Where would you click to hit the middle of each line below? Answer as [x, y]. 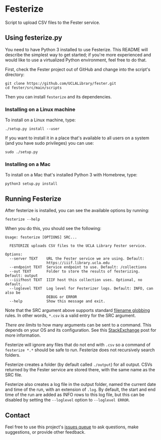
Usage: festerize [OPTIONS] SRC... [41, 237]
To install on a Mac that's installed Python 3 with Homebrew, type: [71, 175]
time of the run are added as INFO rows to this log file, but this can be [75, 395]
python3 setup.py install [31, 184]
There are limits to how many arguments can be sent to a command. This [78, 325]
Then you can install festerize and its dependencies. [58, 96]
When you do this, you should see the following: [53, 229]
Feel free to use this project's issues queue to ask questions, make [72, 427]
